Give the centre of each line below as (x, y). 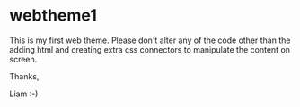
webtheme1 (53, 16)
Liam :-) (24, 94)
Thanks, (24, 76)
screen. (23, 59)
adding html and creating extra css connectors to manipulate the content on (150, 49)
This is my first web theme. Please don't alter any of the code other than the (150, 40)
